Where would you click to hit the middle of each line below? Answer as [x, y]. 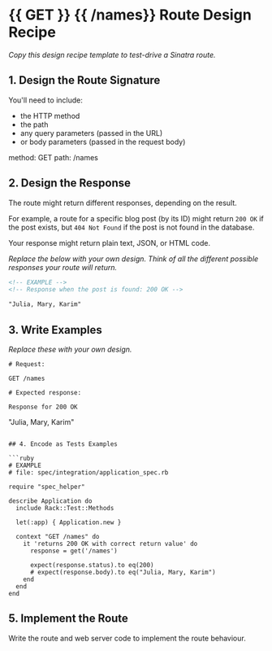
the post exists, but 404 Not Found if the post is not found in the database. [132, 227]
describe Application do [50, 501]
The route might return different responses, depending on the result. [123, 203]
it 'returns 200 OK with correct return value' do [110, 544]
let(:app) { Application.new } [69, 522]
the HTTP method [50, 116]
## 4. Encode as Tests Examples [63, 444]
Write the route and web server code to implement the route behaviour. [127, 638]
